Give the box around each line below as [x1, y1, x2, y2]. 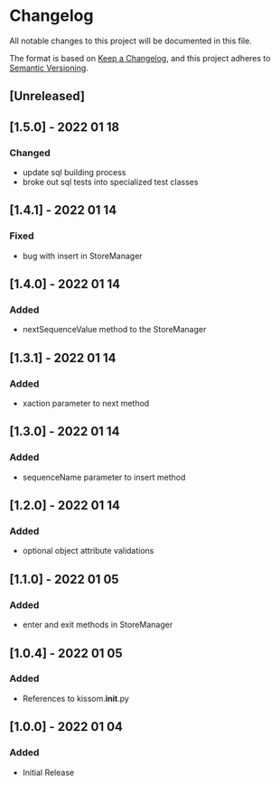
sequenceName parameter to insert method [22, 472, 186, 482]
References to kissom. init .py [22, 693, 129, 704]
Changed [9, 146, 51, 159]
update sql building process [22, 167, 126, 178]
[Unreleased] [9, 89, 86, 104]
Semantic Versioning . [9, 62, 89, 73]
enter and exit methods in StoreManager [22, 620, 173, 631]
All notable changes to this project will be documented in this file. [9, 35, 253, 46]
